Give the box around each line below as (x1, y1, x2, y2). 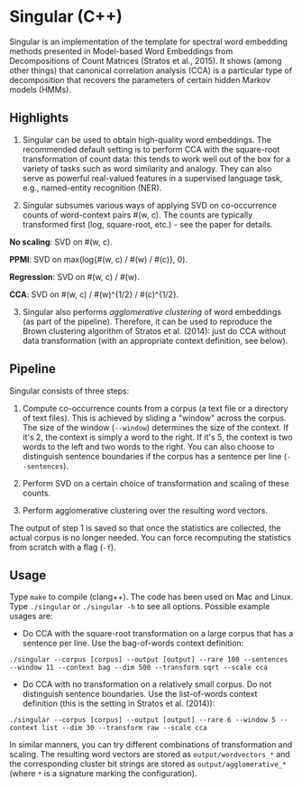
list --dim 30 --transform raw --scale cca (41, 724, 207, 733)
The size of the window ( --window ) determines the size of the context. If (22, 422, 289, 432)
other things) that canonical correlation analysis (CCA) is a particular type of (9, 65, 293, 76)
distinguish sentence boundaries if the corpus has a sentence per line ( (22, 450, 288, 461)
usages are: (9, 611, 53, 622)
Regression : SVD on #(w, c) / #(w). (9, 271, 140, 282)
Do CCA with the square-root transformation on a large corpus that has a (22, 628, 294, 639)
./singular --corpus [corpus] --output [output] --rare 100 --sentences (9, 655, 288, 664)
